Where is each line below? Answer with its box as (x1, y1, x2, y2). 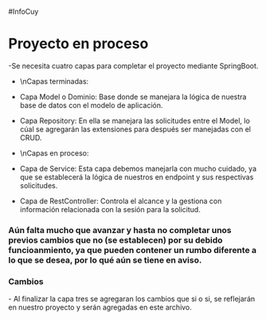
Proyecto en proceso (8, 35, 149, 53)
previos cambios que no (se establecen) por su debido (8, 235, 223, 246)
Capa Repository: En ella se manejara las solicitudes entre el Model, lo (19, 116, 251, 125)
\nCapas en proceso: (19, 148, 89, 158)
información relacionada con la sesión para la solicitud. (19, 204, 201, 214)
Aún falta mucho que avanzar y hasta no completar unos (8, 224, 233, 235)
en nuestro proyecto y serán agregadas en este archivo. (8, 302, 193, 312)
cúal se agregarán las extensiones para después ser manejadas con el (19, 124, 251, 134)
